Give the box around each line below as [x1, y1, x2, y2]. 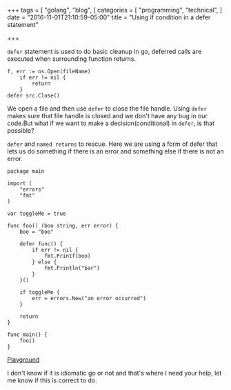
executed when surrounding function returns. [7, 55, 137, 63]
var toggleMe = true [7, 210, 67, 217]
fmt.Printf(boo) [43, 252, 91, 259]
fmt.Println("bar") [43, 265, 100, 272]
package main [7, 168, 45, 175]
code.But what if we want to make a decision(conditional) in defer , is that [7, 119, 215, 127]
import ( [7, 180, 32, 187]
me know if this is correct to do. [7, 376, 98, 384]
